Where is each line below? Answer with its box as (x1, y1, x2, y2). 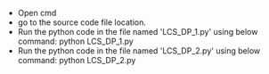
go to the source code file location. (17, 17, 147, 28)
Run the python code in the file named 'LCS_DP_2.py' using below (17, 45, 261, 56)
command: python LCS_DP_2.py (17, 55, 136, 65)
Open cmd (17, 8, 57, 18)
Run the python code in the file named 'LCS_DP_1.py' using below (17, 27, 258, 37)
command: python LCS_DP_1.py (17, 36, 134, 46)
